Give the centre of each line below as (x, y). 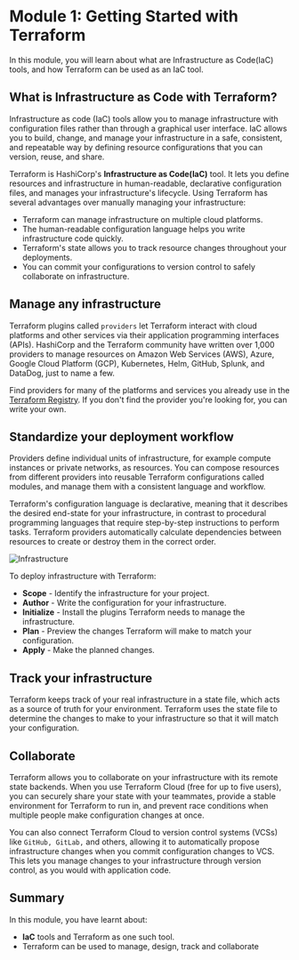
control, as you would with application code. (90, 870)
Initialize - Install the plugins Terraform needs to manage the (133, 612)
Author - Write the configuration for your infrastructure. (124, 603)
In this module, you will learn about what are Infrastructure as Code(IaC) (141, 60)
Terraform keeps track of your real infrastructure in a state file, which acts (145, 699)
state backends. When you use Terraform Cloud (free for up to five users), (145, 787)
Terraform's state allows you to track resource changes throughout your (154, 247)
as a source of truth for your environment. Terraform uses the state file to (143, 709)
